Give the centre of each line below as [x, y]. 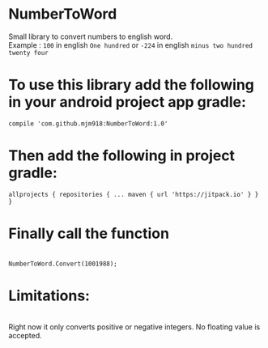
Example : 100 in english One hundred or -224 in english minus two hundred [131, 45]
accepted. [25, 335]
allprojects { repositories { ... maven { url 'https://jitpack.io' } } [134, 194]
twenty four [28, 53]
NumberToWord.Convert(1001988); [63, 264]
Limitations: [49, 295]
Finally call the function [89, 233]
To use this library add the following [132, 85]
